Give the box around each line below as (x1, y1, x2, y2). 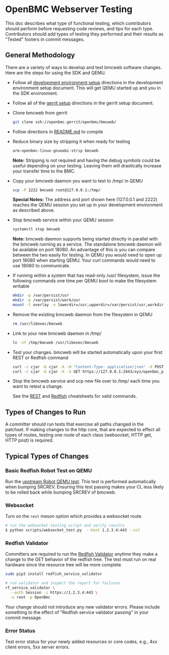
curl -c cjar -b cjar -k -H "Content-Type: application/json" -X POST (12, 364, 164, 369)
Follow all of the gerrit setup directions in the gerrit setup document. (12, 100, 154, 106)
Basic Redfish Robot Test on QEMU (5, 467, 92, 474)
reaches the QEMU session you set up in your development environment (12, 202, 163, 208)
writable (12, 283, 30, 289)
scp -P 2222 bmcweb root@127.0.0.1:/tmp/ (12, 188, 101, 193)
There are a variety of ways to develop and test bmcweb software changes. (5, 64, 162, 70)
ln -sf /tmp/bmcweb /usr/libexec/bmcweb (12, 340, 99, 345)
